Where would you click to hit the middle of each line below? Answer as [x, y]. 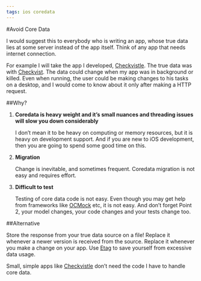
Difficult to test [34, 187]
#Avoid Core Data [28, 29]
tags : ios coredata [31, 12]
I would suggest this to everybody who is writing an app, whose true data [97, 40]
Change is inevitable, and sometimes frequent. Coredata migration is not [105, 169]
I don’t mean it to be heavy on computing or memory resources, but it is [104, 132]
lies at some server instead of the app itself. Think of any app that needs [96, 47]
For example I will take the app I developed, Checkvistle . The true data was [99, 65]
